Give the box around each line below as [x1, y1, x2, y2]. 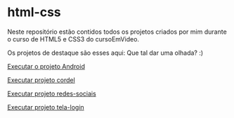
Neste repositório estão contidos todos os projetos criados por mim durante [7, 27, 227, 36]
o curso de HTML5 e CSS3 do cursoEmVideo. [7, 34, 139, 43]
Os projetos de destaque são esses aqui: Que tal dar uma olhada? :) [7, 48, 204, 57]
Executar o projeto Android [7, 62, 86, 70]
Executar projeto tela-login [7, 103, 84, 111]
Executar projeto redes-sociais [7, 89, 96, 98]
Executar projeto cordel [7, 75, 75, 84]
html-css [7, 4, 61, 20]
